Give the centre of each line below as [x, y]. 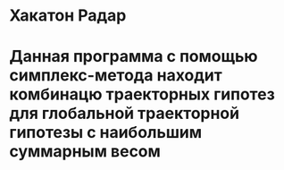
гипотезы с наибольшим [106, 133]
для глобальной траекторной [124, 114]
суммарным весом [85, 152]
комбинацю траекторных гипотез [142, 94]
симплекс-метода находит [116, 76]
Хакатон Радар [68, 16]
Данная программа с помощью [134, 57]
